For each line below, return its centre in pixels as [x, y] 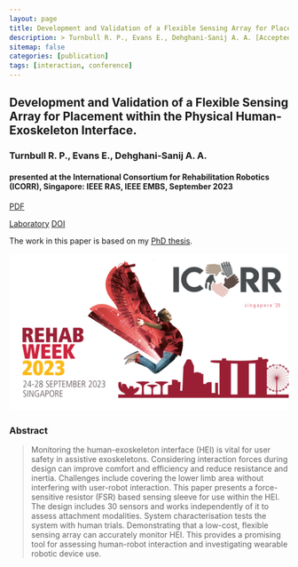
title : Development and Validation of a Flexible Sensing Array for [138, 28]
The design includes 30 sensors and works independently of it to [149, 507]
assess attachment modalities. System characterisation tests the [149, 516]
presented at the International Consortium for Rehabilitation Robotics [140, 177]
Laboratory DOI [37, 223]
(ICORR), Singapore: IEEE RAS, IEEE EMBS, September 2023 [121, 186]
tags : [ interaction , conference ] [71, 66]
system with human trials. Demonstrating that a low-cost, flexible [149, 525]
